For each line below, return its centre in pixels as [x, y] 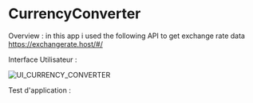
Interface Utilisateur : [43, 59]
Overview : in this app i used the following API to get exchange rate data [127, 36]
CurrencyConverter [75, 14]
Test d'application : [40, 90]
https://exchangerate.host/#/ [56, 44]
